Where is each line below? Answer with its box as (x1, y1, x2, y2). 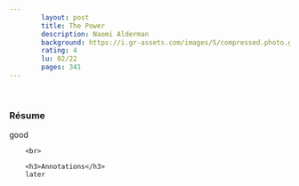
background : (41, 37, 86, 47)
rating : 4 (41, 46, 77, 55)
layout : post (41, 12, 90, 22)
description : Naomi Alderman (41, 29, 149, 38)
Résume (9, 109, 46, 121)
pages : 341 (41, 63, 82, 72)
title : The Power (41, 21, 105, 30)
